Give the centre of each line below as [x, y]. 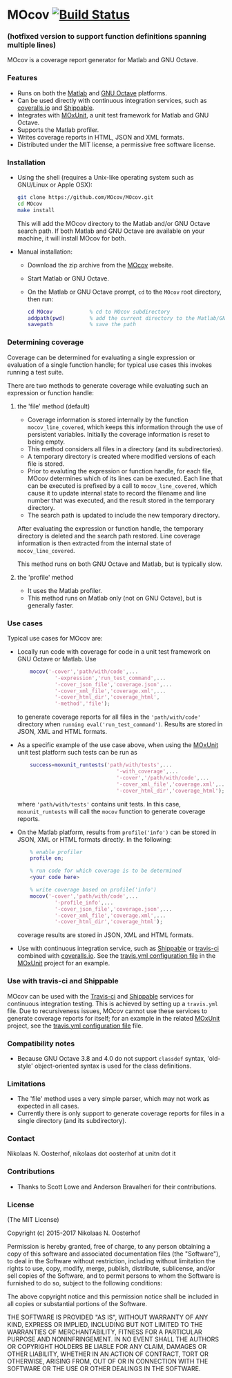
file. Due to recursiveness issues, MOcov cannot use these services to [107, 1011]
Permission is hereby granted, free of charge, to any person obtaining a [109, 1247]
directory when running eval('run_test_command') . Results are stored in [120, 724]
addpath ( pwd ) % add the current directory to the [111, 318]
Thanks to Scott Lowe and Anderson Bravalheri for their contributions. [117, 1187]
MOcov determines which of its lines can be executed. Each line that [125, 478]
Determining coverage [46, 342]
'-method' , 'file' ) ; [82, 704]
